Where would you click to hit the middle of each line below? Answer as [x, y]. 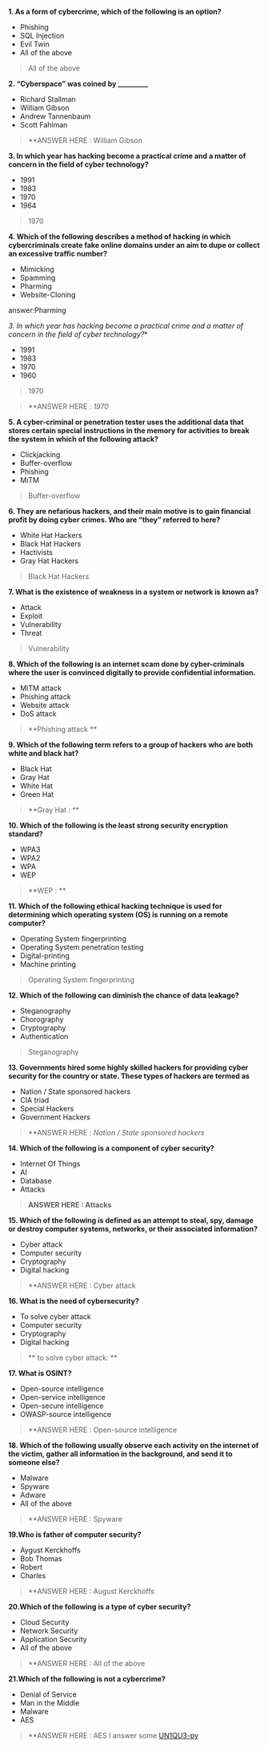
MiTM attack [41, 688]
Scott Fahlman [44, 125]
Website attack [44, 705]
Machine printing [48, 964]
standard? [26, 834]
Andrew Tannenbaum [55, 116]
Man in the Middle [50, 1703]
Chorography [42, 1019]
